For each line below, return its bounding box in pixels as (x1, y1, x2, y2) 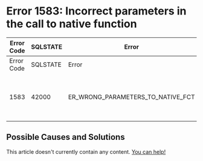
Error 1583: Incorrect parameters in (6, 4, 187, 18)
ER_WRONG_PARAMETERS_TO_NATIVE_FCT (68, 92, 195, 101)
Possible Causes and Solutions (6, 132, 125, 142)
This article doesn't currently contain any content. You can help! (6, 148, 166, 155)
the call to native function (6, 17, 137, 31)
